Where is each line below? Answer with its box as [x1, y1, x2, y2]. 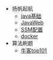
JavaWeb [20, 19, 44, 26]
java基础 [20, 12, 42, 19]
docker [20, 33, 39, 39]
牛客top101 [20, 47, 47, 54]
